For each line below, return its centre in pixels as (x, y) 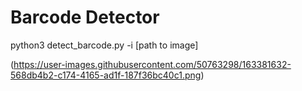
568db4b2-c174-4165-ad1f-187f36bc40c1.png (106, 75)
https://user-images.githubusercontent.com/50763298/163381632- (152, 64)
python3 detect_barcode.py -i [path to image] (104, 45)
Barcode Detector (85, 17)
